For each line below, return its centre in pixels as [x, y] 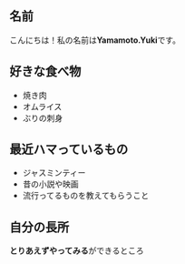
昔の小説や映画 [50, 184]
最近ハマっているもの [69, 150]
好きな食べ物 [45, 71]
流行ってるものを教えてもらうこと [86, 196]
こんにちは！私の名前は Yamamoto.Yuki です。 [95, 40]
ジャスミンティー [54, 173]
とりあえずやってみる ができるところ [77, 251]
